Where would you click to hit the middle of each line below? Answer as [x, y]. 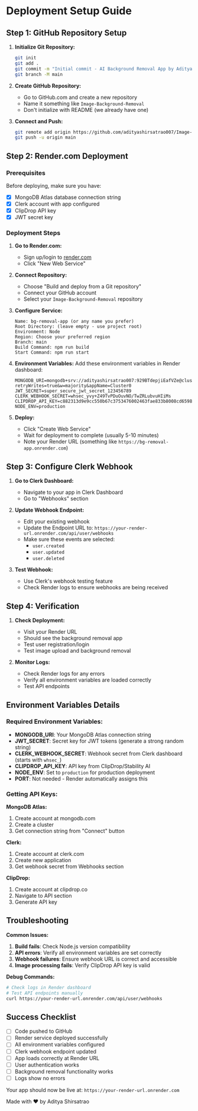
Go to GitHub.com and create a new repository [80, 97]
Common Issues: [27, 935]
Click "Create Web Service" [57, 429]
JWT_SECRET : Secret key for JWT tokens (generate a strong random [99, 741]
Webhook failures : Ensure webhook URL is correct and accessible [96, 959]
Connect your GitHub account [60, 293]
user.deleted [48, 559]
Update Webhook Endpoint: [49, 510]
